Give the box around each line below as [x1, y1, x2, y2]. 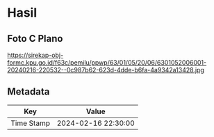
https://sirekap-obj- [7, 51, 64, 59]
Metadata [7, 86, 50, 98]
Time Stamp [10, 118, 51, 128]
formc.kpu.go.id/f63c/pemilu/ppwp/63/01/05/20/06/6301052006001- [7, 58, 207, 67]
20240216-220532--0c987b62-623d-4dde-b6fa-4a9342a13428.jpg [7, 66, 205, 74]
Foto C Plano [7, 33, 63, 45]
